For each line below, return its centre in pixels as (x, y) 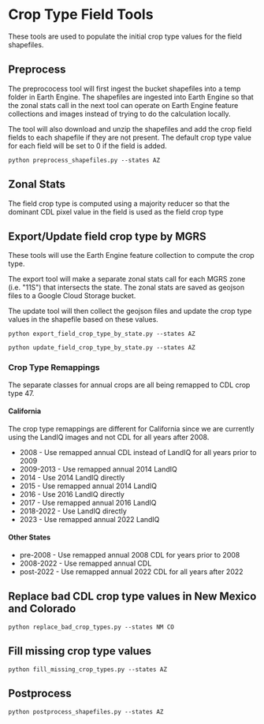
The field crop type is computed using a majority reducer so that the (119, 203)
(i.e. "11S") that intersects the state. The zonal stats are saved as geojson (126, 287)
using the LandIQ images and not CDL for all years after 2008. (109, 437)
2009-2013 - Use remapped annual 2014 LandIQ (98, 469)
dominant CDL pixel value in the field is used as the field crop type (116, 211)
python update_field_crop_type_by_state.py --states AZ (102, 348)
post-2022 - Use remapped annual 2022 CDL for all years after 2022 (131, 572)
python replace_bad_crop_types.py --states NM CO (91, 627)
